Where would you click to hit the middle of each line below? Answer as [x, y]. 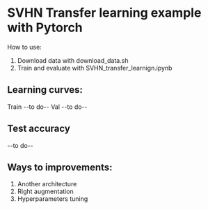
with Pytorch [45, 28]
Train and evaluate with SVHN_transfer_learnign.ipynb [95, 68]
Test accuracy [39, 129]
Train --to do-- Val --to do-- [48, 107]
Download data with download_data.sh [73, 60]
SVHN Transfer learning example [104, 13]
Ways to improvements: [60, 167]
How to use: [24, 47]
